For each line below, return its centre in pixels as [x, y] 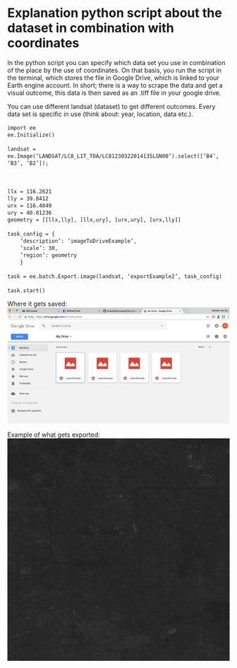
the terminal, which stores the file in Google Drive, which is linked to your [114, 77]
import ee [22, 128]
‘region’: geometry [49, 255]
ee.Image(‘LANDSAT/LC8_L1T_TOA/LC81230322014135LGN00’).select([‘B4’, [113, 156]
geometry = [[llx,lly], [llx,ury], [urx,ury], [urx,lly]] [94, 220]
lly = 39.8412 [28, 198]
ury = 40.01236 [30, 213]
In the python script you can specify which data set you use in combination [116, 62]
